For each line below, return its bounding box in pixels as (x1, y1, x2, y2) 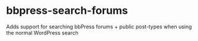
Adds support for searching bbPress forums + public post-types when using (6, 23, 192, 30)
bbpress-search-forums (6, 4, 128, 17)
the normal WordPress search (6, 29, 79, 36)
